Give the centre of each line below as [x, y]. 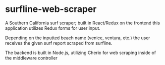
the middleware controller [31, 58]
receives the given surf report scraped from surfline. [59, 43]
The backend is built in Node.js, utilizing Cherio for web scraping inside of [81, 53]
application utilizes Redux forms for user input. [53, 28]
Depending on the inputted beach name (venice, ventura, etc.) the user [78, 38]
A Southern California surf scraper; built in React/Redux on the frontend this [82, 23]
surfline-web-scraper [51, 9]
